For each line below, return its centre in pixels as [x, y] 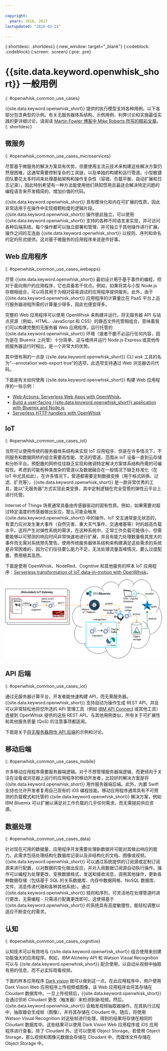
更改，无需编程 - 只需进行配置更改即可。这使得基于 [62, 899]
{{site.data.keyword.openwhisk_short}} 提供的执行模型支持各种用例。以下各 [83, 109]
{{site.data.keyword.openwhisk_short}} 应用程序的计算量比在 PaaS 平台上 [81, 298]
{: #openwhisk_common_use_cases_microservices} [58, 156]
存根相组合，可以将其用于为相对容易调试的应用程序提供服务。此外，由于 [79, 292]
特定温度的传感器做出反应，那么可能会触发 [53, 512]
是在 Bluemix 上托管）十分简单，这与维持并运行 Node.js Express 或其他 [82, 340]
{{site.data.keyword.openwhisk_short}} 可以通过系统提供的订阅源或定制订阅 [83, 862]
